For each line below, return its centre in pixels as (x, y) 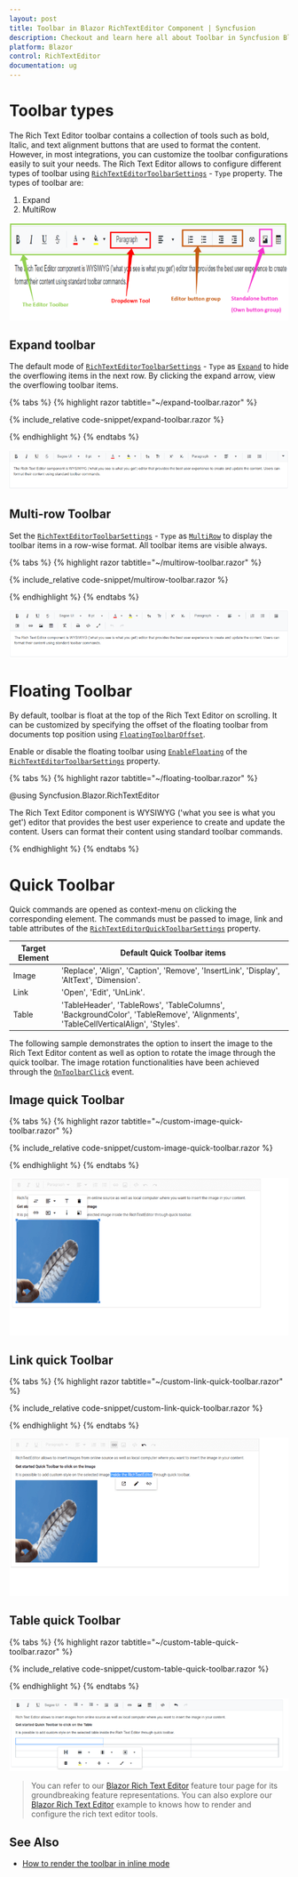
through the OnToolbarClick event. (72, 1072)
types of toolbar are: (47, 182)
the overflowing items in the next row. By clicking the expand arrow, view (142, 376)
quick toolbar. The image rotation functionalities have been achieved (134, 1062)
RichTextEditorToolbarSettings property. (85, 761)
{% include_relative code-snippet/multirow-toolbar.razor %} (119, 579)
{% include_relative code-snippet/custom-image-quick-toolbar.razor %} (141, 1148)
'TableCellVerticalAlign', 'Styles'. (120, 1024)
